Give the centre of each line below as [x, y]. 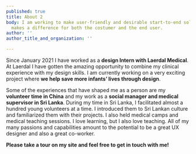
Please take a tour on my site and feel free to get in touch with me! [87, 145]
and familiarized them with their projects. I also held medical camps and [92, 115]
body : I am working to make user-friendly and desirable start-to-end [94, 22]
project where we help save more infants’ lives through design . [83, 79]
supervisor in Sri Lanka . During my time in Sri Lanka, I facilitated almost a [95, 102]
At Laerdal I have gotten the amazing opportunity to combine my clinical [92, 66]
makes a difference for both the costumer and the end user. [87, 28]
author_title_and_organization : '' [49, 38]
